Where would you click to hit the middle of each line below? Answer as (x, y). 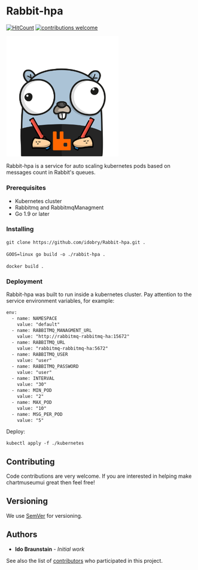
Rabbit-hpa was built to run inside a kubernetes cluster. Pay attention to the (99, 294)
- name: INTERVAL (33, 379)
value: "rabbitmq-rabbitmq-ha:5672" (63, 349)
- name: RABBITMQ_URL (39, 343)
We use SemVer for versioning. (44, 515)
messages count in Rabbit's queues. (51, 173)
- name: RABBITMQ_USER (40, 355)
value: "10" (32, 409)
